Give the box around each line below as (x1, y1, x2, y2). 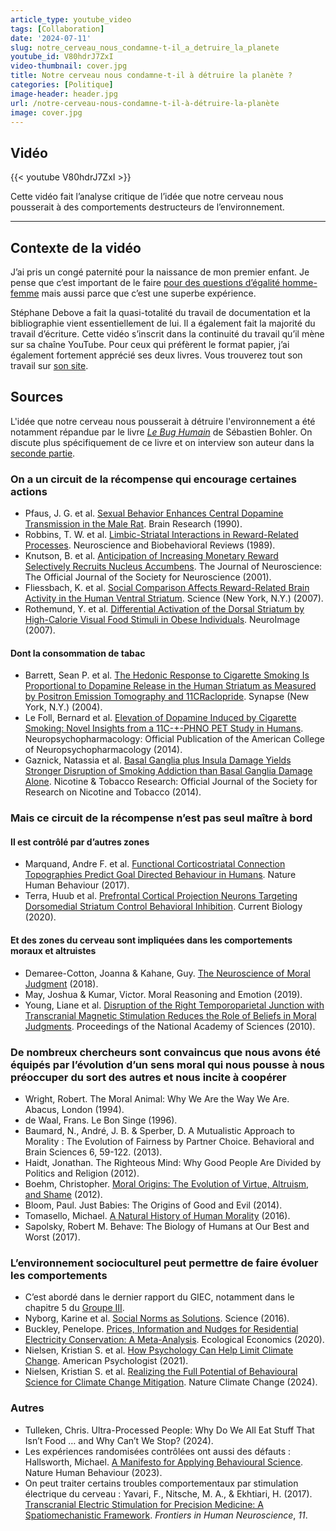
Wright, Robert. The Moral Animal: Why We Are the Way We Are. (24, 1092, 290, 1105)
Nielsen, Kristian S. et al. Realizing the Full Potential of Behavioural (24, 1366, 298, 1378)
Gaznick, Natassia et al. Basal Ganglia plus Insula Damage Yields (24, 754, 292, 766)
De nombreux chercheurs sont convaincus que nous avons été (10, 1045, 321, 1059)
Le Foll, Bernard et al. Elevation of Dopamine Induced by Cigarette (24, 712, 297, 724)
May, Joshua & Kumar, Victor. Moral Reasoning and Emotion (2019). (24, 988, 303, 1000)
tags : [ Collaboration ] (10, 24, 105, 34)
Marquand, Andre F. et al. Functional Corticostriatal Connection (24, 858, 286, 870)
